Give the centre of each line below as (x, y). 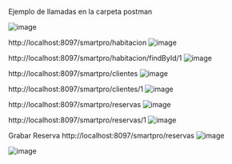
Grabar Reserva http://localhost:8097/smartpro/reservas (101, 136)
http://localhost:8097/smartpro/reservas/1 (77, 120)
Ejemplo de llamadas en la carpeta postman (80, 12)
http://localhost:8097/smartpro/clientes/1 (76, 89)
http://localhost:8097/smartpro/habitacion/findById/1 (95, 58)
